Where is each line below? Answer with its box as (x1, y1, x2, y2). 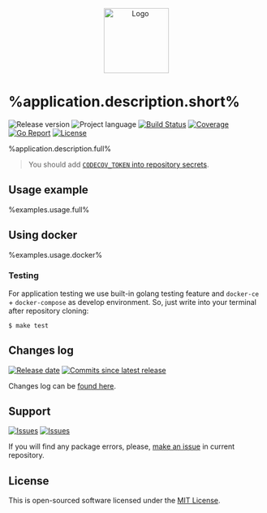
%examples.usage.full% (8, 204, 90, 215)
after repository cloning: (8, 306, 89, 315)
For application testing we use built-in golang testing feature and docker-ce (8, 289, 260, 298)
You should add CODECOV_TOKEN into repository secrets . (28, 159, 209, 169)
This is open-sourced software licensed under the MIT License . (8, 496, 221, 506)
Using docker (8, 228, 78, 242)
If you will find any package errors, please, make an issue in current (8, 441, 235, 451)
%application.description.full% (8, 143, 112, 154)
